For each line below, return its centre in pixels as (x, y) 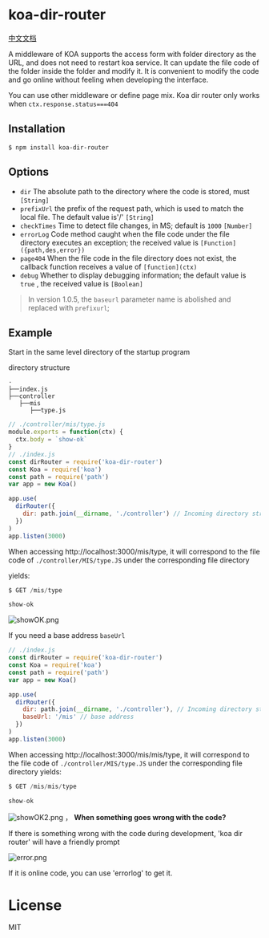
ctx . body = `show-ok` (52, 440)
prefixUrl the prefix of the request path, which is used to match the (132, 208)
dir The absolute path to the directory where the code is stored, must (134, 191)
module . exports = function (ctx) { (66, 432)
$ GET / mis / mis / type (43, 786)
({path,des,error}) (52, 250)
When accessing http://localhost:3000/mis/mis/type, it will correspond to (129, 754)
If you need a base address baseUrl (67, 635)
